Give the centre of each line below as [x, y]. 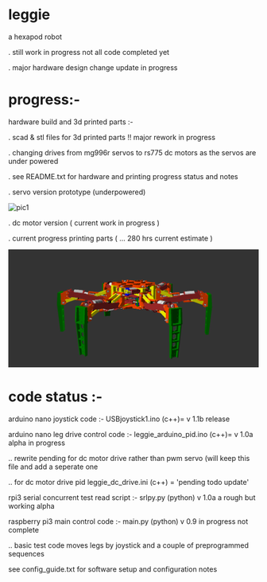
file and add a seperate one [53, 467]
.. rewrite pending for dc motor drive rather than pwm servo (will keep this [129, 458]
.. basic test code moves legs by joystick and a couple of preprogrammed [128, 545]
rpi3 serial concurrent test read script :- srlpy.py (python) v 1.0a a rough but [132, 497]
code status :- [56, 396]
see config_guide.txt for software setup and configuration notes [113, 569]
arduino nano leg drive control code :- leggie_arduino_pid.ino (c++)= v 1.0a [131, 434]
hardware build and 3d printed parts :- [71, 122]
